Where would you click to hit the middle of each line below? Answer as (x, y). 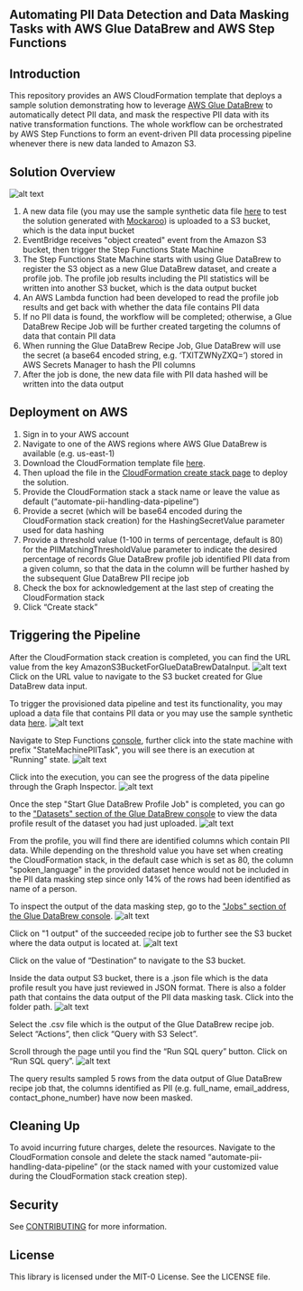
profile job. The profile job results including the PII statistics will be (146, 278)
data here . (28, 723)
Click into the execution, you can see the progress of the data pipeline (140, 777)
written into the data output (73, 384)
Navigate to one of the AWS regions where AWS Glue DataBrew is (145, 444)
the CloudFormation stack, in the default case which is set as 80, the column (151, 860)
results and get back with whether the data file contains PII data (141, 307)
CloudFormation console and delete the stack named (108, 1157)
